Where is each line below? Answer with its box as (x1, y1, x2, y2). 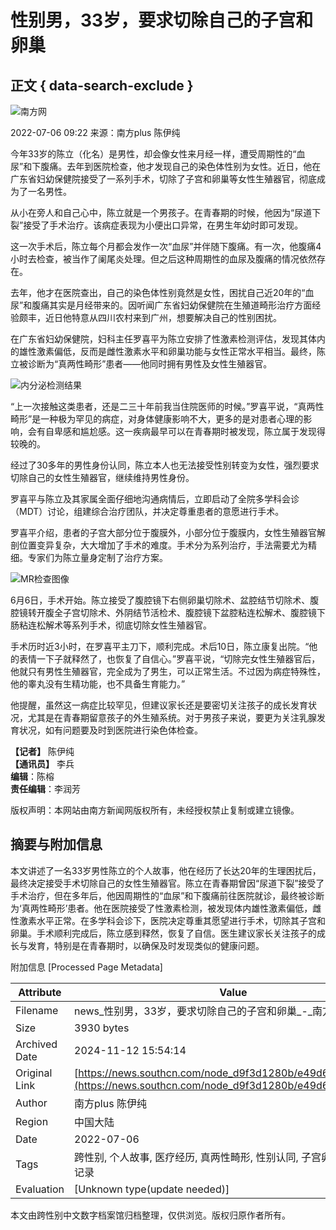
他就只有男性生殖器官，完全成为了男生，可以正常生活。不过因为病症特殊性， (10, 666, 326, 677)
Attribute (18, 985, 62, 999)
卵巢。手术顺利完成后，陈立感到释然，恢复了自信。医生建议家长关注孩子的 (10, 927, 317, 939)
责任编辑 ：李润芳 (10, 783, 81, 795)
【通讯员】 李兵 (10, 758, 75, 770)
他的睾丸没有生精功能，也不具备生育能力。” (10, 678, 186, 690)
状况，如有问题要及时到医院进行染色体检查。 (18, 724, 203, 736)
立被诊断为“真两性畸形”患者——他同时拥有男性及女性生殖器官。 (10, 358, 273, 370)
